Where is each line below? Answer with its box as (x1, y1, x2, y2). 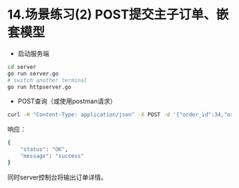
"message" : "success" (20, 152, 84, 160)
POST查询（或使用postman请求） (17, 97, 117, 105)
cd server (7, 63, 37, 70)
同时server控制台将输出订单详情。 (7, 172, 108, 182)
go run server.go (7, 70, 59, 77)
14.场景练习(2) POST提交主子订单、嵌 (7, 6, 229, 23)
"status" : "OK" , (20, 146, 69, 153)
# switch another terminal (7, 76, 87, 84)
